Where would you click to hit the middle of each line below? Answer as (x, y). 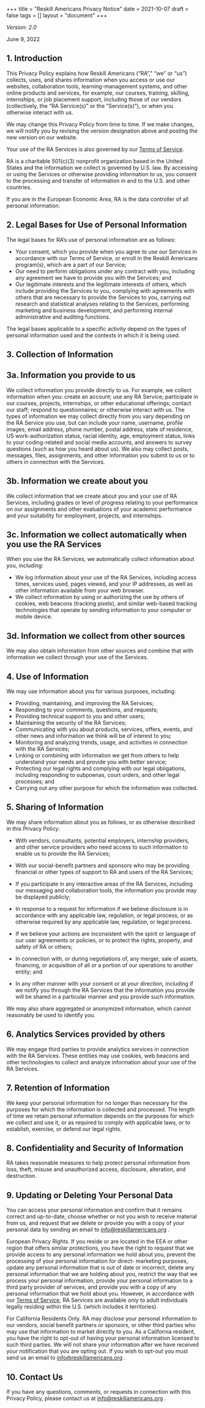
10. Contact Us (35, 1377)
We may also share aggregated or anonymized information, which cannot (99, 1008)
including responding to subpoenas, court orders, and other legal (97, 775)
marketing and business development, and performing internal (94, 310)
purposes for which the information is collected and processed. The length (101, 1109)
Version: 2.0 (21, 27)
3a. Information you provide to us (71, 375)
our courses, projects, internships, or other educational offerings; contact (99, 403)
